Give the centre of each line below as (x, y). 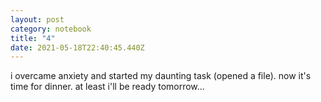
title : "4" (33, 38)
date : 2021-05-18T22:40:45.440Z (77, 47)
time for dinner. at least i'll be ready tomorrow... (107, 87)
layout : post (37, 19)
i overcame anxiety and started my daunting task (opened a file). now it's (161, 76)
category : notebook (51, 29)
